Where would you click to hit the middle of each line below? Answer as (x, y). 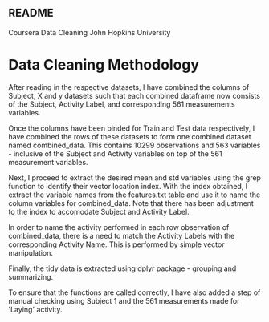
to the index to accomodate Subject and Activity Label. (99, 211)
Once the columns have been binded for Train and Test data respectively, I (132, 128)
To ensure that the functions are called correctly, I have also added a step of (134, 292)
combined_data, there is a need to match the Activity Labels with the (122, 235)
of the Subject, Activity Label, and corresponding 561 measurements (122, 104)
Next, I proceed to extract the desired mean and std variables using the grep (134, 177)
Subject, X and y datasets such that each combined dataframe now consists (134, 95)
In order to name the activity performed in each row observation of (119, 227)
